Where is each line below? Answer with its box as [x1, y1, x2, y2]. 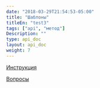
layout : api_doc [6, 42, 46, 48]
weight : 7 [6, 48, 31, 54]
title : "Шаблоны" [6, 14, 49, 20]
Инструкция [6, 64, 37, 71]
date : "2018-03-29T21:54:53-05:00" [6, 8, 95, 15]
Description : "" [6, 31, 46, 37]
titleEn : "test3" [6, 20, 49, 26]
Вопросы [6, 75, 30, 82]
